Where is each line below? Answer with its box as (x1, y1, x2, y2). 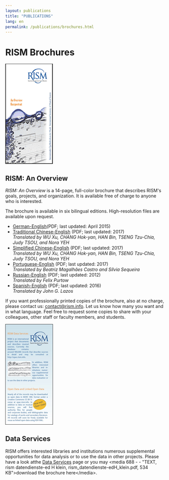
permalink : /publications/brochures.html (5, 24, 94, 29)
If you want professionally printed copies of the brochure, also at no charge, (5, 298, 164, 304)
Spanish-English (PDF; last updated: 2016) (12, 283, 102, 289)
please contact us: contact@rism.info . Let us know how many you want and (5, 303, 164, 309)
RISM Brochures (5, 47, 75, 58)
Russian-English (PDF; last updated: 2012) (12, 272, 101, 278)
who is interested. (5, 198, 43, 204)
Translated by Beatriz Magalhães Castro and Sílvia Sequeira (12, 266, 140, 272)
